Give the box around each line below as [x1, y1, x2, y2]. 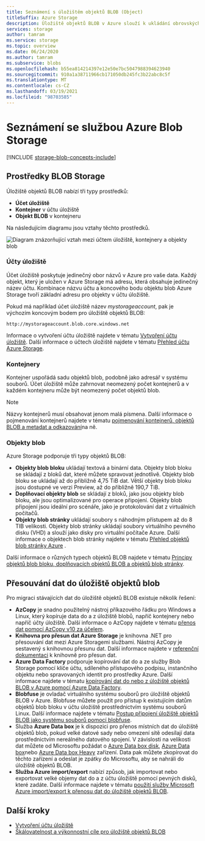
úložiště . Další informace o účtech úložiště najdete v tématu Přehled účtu [6, 338, 190, 345]
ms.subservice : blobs [6, 60, 62, 66]
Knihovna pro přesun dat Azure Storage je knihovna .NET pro [15, 632, 172, 640]
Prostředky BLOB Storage [6, 171, 106, 182]
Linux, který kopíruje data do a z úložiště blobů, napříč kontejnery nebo [15, 613, 194, 620]
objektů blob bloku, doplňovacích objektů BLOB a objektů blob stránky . [6, 560, 185, 568]
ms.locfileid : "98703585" [6, 94, 72, 100]
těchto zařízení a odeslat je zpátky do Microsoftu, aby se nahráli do [15, 755, 184, 763]
